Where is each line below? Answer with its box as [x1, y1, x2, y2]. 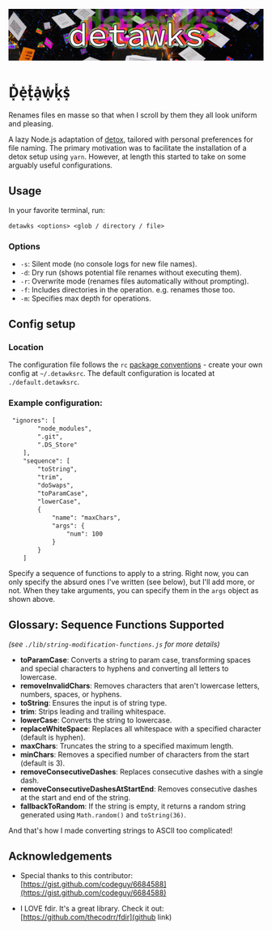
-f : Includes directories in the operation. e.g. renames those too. [19, 285, 236, 295]
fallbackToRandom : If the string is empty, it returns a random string [19, 801, 246, 811]
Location [8, 341, 45, 352]
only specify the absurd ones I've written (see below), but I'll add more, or [8, 577, 255, 587]
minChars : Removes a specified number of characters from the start [19, 750, 249, 760]
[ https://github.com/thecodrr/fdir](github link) [19, 912, 172, 922]
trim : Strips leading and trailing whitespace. [19, 706, 167, 717]
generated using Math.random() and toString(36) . [19, 810, 186, 820]
